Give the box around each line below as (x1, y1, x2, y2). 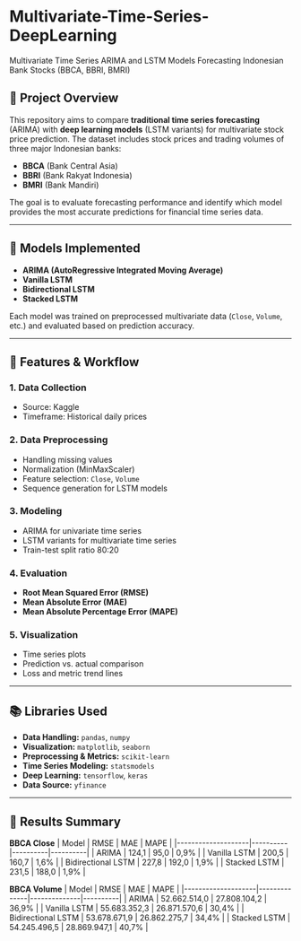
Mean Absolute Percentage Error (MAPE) (21, 606, 179, 617)
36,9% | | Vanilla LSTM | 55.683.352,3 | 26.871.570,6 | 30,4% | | (9, 903, 245, 914)
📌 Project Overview (9, 91, 119, 106)
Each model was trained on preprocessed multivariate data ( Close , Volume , (9, 310, 283, 321)
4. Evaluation (9, 567, 68, 579)
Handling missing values (21, 454, 113, 465)
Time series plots (21, 649, 87, 660)
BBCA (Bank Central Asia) (21, 160, 118, 171)
